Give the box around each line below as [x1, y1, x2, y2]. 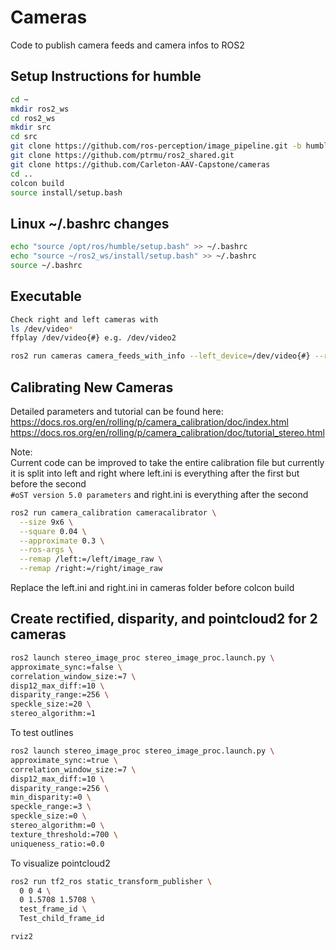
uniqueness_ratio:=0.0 [10, 839, 105, 849]
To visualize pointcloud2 [10, 857, 111, 869]
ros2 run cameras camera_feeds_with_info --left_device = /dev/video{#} [10, 351, 311, 361]
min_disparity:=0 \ [10, 792, 92, 803]
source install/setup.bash [10, 187, 123, 198]
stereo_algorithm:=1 [10, 709, 97, 719]
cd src [10, 132, 38, 142]
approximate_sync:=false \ [10, 662, 123, 672]
